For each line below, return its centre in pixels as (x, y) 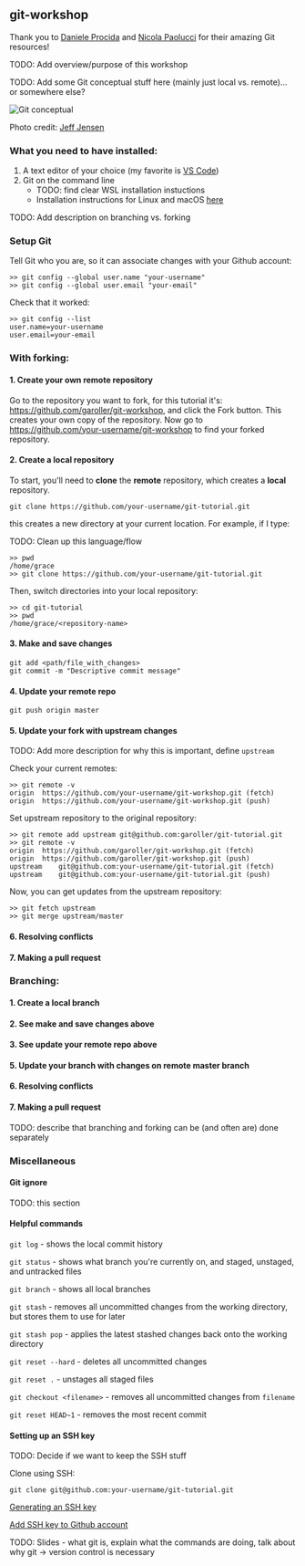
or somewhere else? (47, 91)
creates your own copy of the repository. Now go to (106, 420)
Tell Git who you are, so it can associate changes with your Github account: (151, 261)
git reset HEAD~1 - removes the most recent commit (108, 1415)
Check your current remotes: (64, 768)
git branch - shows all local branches (80, 1289)
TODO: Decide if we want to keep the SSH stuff (98, 1456)
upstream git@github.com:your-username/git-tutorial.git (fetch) (142, 867)
